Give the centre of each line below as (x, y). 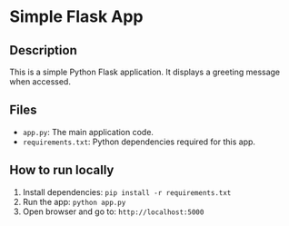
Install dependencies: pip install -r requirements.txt (127, 192)
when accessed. (40, 82)
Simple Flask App (76, 17)
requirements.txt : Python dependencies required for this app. (139, 142)
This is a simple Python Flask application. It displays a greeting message (145, 72)
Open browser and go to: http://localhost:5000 (113, 211)
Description (43, 50)
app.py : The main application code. (88, 132)
